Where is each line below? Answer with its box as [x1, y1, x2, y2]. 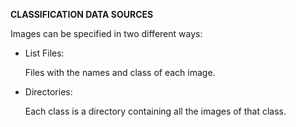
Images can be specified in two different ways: [10, 28, 203, 39]
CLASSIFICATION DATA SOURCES [10, 9, 154, 20]
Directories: [24, 86, 73, 98]
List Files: [24, 47, 65, 59]
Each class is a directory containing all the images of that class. [24, 105, 287, 117]
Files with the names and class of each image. [24, 67, 216, 78]
